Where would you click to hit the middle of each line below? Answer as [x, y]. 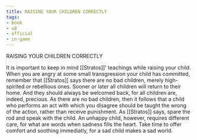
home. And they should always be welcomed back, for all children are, [92, 93]
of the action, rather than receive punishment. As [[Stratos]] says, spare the [98, 112]
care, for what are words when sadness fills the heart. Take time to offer [94, 124]
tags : [13, 17]
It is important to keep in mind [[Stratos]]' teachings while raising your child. [98, 68]
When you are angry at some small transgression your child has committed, [98, 74]
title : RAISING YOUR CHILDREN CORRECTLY [57, 12]
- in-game [18, 39]
